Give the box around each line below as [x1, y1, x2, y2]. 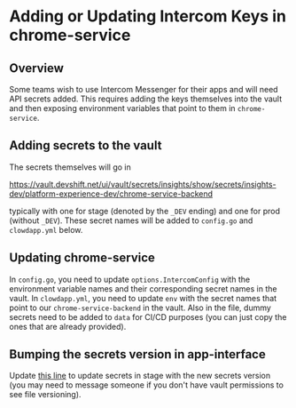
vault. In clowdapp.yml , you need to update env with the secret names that [9, 292, 277, 303]
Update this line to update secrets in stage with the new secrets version [9, 371, 271, 381]
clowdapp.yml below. [9, 224, 83, 235]
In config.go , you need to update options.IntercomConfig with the [9, 274, 251, 284]
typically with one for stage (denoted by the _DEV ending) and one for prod [9, 205, 281, 216]
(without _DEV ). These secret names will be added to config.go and [9, 215, 253, 226]
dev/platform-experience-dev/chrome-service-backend [9, 188, 214, 199]
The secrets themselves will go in [9, 162, 131, 172]
